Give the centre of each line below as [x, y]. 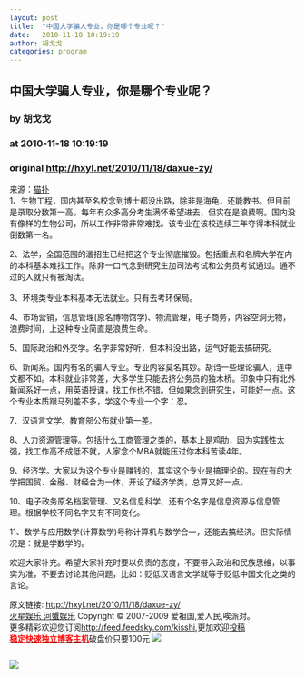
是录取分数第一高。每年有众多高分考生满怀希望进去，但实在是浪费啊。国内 [148, 212]
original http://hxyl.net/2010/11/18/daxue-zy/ [111, 168]
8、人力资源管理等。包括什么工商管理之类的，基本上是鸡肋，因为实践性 [143, 439]
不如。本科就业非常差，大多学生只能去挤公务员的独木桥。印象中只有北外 [160, 378]
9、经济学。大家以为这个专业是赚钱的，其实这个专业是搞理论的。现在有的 [147, 470]
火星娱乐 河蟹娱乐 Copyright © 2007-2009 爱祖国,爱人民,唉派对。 [133, 615]
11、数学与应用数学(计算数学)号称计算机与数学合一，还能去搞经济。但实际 [147, 532]
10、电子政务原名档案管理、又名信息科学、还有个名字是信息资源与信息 [141, 501]
